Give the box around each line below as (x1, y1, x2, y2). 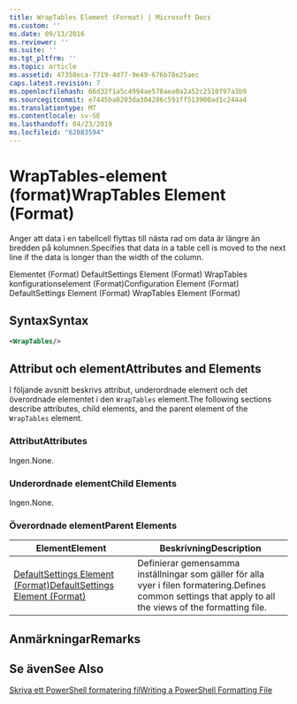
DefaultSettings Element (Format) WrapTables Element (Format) (9, 287, 241, 298)
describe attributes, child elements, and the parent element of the (9, 403, 248, 414)
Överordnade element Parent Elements (9, 519, 178, 532)
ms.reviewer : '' (9, 37, 69, 47)
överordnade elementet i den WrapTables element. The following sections (9, 394, 272, 405)
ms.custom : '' (9, 21, 62, 30)
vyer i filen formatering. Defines (137, 579, 267, 592)
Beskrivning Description (159, 542, 262, 555)
